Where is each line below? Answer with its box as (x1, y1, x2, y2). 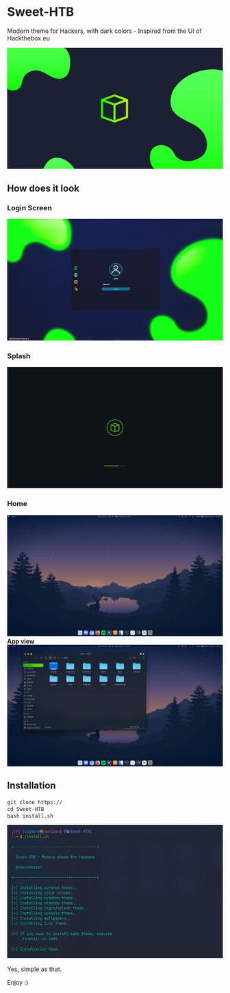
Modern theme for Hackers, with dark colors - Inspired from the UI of (7, 27, 202, 35)
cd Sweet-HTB (7, 805, 44, 812)
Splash (7, 351, 31, 360)
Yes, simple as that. (7, 965, 62, 973)
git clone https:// (7, 799, 63, 805)
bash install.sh (7, 812, 53, 819)
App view (7, 638, 35, 646)
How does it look (7, 182, 80, 194)
